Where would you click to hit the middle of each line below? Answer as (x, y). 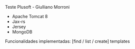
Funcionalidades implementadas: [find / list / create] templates (67, 41)
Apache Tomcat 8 (30, 16)
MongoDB (22, 32)
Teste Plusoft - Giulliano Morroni (37, 7)
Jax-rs (19, 22)
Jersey (19, 27)
